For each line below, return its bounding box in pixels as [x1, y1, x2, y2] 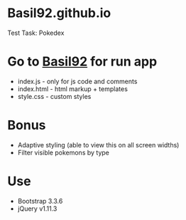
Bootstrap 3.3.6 [17, 197, 63, 205]
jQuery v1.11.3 [17, 204, 58, 213]
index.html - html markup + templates [17, 84, 128, 93]
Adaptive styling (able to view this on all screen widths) [17, 140, 180, 149]
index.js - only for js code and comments [17, 77, 138, 85]
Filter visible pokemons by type [17, 148, 110, 157]
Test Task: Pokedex [7, 28, 65, 37]
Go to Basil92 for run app [7, 53, 158, 70]
